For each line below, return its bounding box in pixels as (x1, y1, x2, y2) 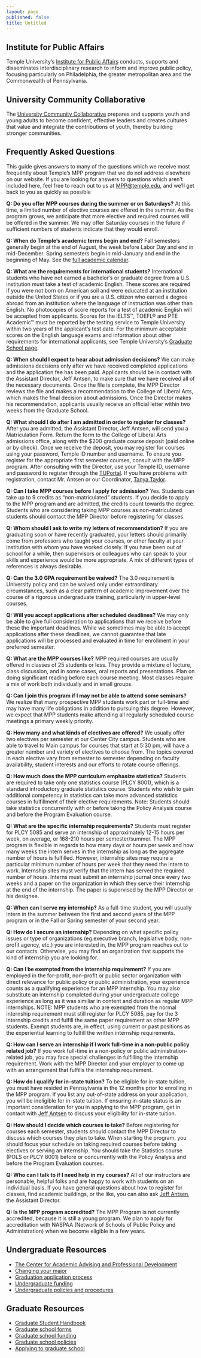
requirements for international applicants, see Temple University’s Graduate (6, 338, 193, 345)
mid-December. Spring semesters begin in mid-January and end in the (6, 249, 181, 257)
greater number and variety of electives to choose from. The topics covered (6, 748, 193, 755)
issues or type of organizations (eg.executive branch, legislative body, (6, 935, 179, 942)
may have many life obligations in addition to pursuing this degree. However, (6, 704, 194, 712)
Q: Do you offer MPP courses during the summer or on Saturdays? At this (6, 200, 191, 207)
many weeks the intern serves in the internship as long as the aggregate (6, 848, 184, 855)
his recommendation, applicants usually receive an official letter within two (6, 400, 190, 408)
